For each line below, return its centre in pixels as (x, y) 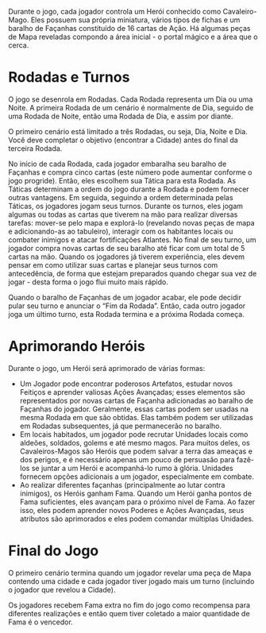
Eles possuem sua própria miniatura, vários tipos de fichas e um (135, 20)
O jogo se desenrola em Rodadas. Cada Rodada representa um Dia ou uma (131, 99)
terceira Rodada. (35, 148)
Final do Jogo (54, 551)
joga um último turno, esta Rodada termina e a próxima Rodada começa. (126, 314)
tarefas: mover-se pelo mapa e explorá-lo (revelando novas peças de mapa (132, 222)
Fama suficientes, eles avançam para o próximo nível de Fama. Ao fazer (137, 502)
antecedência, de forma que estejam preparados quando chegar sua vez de (133, 273)
